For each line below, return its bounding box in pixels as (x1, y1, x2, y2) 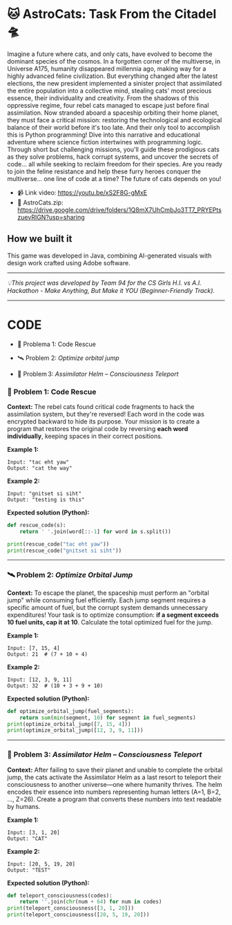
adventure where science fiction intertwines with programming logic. (7, 137, 204, 146)
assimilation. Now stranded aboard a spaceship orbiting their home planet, (7, 108, 220, 117)
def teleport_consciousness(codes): (7, 892, 113, 899)
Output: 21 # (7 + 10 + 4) (7, 651, 88, 658)
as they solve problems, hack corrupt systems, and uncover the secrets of (7, 152, 219, 161)
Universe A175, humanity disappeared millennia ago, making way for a (7, 64, 206, 73)
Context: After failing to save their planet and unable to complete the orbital (7, 765, 223, 774)
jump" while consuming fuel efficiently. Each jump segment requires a (7, 595, 206, 604)
